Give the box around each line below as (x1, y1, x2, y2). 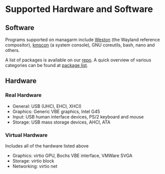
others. (5, 47, 20, 53)
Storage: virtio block (12, 157, 54, 163)
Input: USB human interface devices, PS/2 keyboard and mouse (12, 113, 144, 119)
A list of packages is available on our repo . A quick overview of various (5, 57, 151, 63)
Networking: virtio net (12, 163, 57, 169)
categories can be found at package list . (5, 62, 88, 68)
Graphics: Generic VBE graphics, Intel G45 (12, 108, 100, 114)
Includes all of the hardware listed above (5, 142, 89, 148)
